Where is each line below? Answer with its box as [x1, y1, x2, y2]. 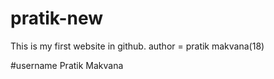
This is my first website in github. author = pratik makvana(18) [10, 40, 265, 52]
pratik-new [10, 7, 104, 30]
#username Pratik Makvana [10, 59, 124, 71]
